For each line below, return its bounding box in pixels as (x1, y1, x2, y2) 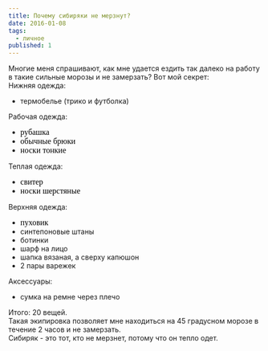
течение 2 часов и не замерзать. (8, 324, 122, 334)
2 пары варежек (19, 261, 76, 271)
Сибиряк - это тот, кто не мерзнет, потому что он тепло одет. (8, 333, 218, 343)
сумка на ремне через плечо (19, 292, 120, 302)
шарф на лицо (19, 244, 68, 254)
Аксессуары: (8, 276, 53, 286)
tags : (8, 27, 26, 35)
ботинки (19, 235, 49, 245)
